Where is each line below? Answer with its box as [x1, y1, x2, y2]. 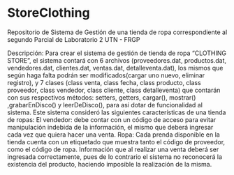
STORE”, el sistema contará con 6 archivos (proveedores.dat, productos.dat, [7, 56, 227, 64]
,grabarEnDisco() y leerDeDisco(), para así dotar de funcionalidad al [7, 100, 203, 109]
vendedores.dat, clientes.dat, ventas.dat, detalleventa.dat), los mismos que [7, 63, 224, 72]
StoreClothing [7, 5, 90, 21]
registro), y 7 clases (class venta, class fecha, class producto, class [7, 78, 201, 86]
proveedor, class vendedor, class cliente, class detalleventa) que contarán [7, 86, 221, 94]
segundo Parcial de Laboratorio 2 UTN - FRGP [7, 35, 140, 43]
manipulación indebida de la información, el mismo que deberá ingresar [7, 123, 214, 131]
